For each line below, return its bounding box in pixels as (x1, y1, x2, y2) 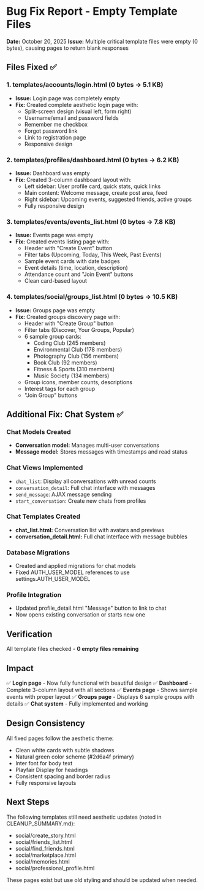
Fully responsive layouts (15, 779, 77, 786)
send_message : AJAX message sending (15, 490, 112, 498)
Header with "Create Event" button (24, 245, 113, 252)
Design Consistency (6, 718, 85, 729)
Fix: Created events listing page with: (15, 238, 110, 245)
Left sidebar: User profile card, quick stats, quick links (24, 183, 161, 190)
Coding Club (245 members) (33, 339, 106, 347)
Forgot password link (24, 127, 78, 135)
